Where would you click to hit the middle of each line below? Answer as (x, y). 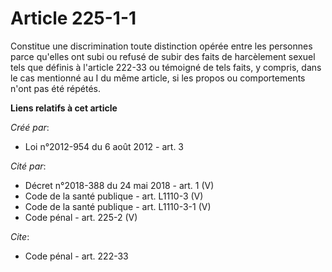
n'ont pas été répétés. (56, 88)
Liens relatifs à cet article (64, 108)
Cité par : (28, 166)
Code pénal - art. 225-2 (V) (81, 217)
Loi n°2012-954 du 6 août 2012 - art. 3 (104, 146)
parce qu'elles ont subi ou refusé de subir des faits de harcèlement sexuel (163, 56)
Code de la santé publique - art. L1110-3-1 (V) (118, 206)
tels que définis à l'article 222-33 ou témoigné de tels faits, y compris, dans (166, 67)
